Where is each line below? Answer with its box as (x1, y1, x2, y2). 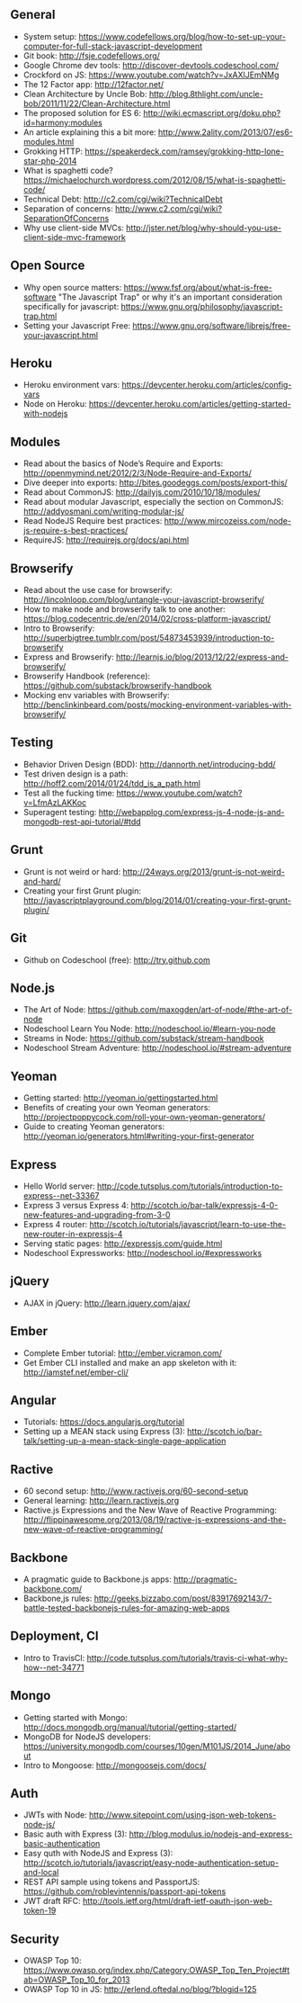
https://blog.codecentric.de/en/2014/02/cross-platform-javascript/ (22, 614, 271, 624)
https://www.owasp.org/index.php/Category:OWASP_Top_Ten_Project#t (22, 1965, 290, 1976)
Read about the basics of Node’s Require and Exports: (22, 458, 224, 469)
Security (10, 1931, 59, 1946)
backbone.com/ (22, 1584, 83, 1594)
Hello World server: (22, 1181, 95, 1191)
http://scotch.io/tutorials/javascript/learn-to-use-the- (89, 1218, 287, 1229)
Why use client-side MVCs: (22, 222, 125, 233)
